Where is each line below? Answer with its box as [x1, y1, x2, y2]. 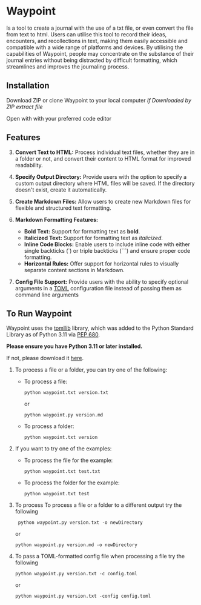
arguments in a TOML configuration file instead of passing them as [15, 284, 182, 292]
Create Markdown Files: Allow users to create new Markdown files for [15, 198, 191, 205]
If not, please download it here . [6, 355, 84, 362]
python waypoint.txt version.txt [24, 390, 109, 396]
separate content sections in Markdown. [24, 266, 125, 273]
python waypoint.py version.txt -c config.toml [15, 571, 137, 577]
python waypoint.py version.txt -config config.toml [15, 593, 151, 600]
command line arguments [15, 291, 79, 298]
